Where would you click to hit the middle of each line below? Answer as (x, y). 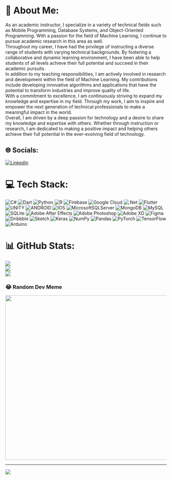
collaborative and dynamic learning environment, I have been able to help (83, 57)
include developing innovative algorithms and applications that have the (81, 85)
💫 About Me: (32, 11)
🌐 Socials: (22, 150)
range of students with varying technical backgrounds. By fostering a (78, 52)
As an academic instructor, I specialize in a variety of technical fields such (83, 25)
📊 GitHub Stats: (40, 246)
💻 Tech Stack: (37, 184)
